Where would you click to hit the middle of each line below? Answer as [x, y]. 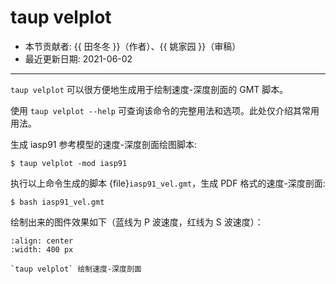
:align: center [42, 241]
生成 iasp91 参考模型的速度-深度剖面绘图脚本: [103, 144]
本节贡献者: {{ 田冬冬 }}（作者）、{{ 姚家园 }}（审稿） [133, 46]
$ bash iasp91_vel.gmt [57, 202]
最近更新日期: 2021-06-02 [78, 58]
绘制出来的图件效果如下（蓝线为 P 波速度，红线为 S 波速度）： [137, 222]
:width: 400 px [42, 249]
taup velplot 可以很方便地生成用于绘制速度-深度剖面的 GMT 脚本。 [149, 89]
